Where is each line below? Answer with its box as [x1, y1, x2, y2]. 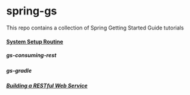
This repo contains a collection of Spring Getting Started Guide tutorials [6, 24, 184, 31]
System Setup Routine [6, 38, 63, 45]
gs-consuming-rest [6, 52, 57, 59]
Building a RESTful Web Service [6, 82, 88, 89]
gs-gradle [6, 67, 32, 74]
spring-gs [6, 4, 57, 18]
